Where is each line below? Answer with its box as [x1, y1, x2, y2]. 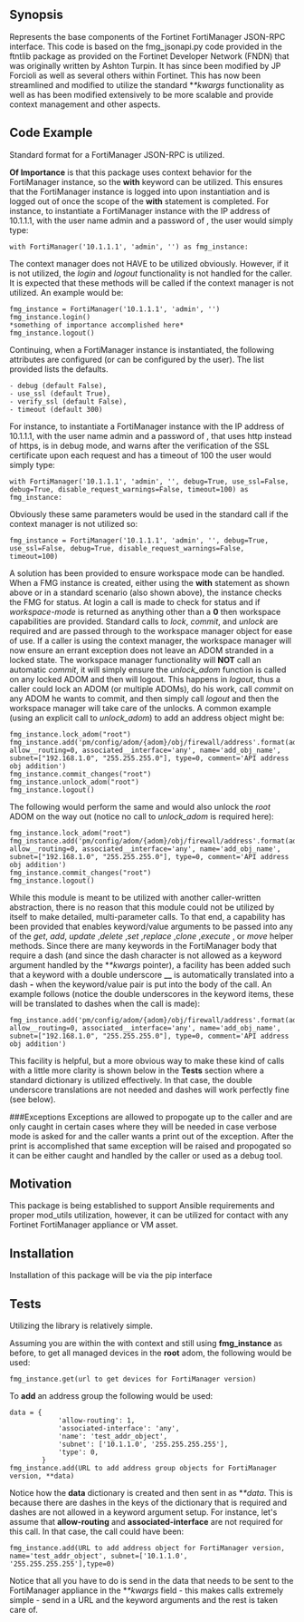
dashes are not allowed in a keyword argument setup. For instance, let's [9, 1507, 278, 1518]
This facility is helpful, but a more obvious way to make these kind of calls [9, 1055, 285, 1066]
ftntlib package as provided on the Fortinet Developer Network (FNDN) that [9, 50, 290, 62]
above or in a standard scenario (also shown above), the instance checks [9, 587, 282, 598]
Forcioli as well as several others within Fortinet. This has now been [9, 70, 261, 81]
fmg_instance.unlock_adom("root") [9, 777, 140, 787]
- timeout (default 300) [9, 405, 103, 414]
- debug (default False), [9, 381, 107, 390]
